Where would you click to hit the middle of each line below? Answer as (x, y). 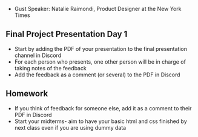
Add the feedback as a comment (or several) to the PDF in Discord (97, 75)
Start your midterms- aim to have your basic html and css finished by (101, 121)
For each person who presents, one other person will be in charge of (100, 62)
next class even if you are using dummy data (70, 127)
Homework (27, 94)
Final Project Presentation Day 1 (67, 34)
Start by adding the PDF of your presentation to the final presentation (101, 48)
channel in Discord (38, 55)
